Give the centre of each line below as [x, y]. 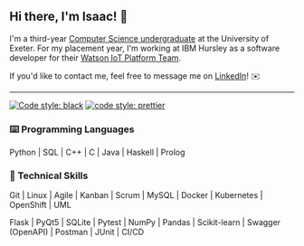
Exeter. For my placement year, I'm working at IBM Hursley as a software [145, 48]
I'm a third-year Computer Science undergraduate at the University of [139, 38]
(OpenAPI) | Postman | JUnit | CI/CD [77, 232]
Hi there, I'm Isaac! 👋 [69, 17]
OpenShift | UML [41, 205]
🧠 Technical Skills [49, 175]
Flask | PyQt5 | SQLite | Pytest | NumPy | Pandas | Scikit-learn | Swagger [145, 222]
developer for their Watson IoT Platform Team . [95, 57]
